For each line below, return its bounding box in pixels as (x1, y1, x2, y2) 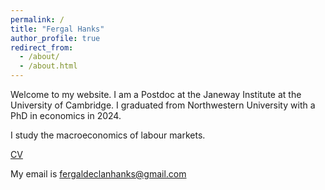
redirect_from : (10, 42, 74, 53)
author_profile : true (10, 33, 101, 43)
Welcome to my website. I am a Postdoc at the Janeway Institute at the (10, 89, 302, 100)
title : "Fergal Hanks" (10, 24, 105, 34)
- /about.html (19, 61, 78, 71)
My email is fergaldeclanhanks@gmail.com (10, 168, 187, 180)
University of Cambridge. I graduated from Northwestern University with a (10, 99, 316, 111)
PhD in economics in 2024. (10, 110, 122, 121)
